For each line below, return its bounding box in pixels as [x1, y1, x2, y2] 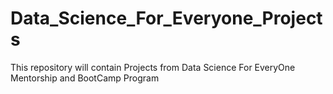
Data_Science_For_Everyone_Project [10, 7, 323, 30]
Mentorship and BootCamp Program [10, 72, 160, 84]
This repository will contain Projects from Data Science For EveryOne [10, 61, 296, 73]
